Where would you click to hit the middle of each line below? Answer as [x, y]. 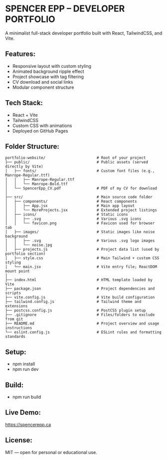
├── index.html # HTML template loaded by [79, 280]
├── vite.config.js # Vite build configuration [80, 298]
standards [15, 337]
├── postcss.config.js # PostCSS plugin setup [76, 310]
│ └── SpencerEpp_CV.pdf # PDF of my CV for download [81, 188]
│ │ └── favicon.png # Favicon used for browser [80, 223]
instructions [19, 328]
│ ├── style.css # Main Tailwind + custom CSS [82, 258]
